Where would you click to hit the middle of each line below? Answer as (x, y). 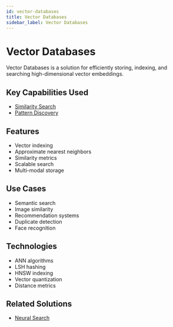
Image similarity (34, 209)
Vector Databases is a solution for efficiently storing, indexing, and (87, 68)
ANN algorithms (34, 260)
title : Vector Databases (36, 17)
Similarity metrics (36, 158)
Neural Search (32, 318)
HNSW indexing (34, 273)
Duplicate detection (39, 221)
